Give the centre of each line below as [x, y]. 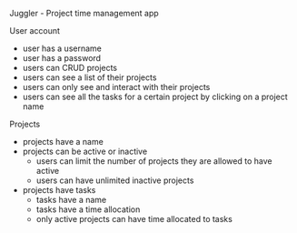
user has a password [62, 58]
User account [35, 30]
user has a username [62, 48]
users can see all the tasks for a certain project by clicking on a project [155, 96]
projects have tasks [59, 190]
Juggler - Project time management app [84, 13]
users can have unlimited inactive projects [115, 180]
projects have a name [63, 142]
